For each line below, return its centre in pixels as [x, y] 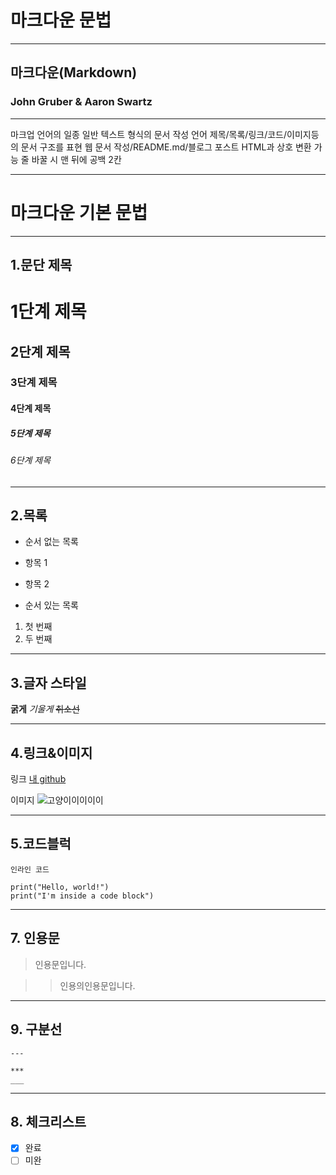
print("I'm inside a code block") [82, 896]
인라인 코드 [30, 869]
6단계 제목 [31, 460]
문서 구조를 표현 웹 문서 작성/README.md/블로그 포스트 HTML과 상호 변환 [166, 147]
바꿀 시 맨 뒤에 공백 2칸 [76, 159]
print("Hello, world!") [60, 887]
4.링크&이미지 [51, 752]
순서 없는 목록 [51, 542]
